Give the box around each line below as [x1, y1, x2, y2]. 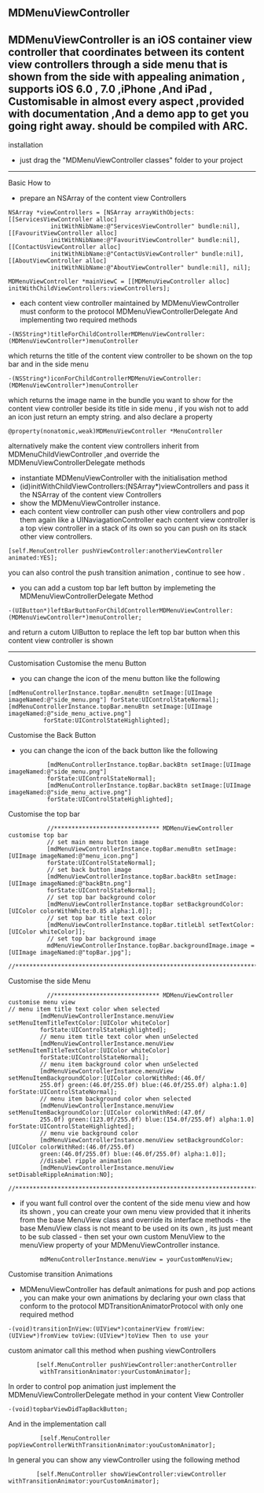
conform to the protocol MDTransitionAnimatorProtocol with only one [19, 1301, 244, 1311]
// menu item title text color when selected [8, 1005, 159, 1014]
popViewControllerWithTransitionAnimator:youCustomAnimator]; [8, 1442, 216, 1450]
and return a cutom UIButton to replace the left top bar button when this [8, 627, 240, 637]
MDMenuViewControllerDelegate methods [8, 458, 145, 467]
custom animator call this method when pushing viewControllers [8, 1346, 216, 1355]
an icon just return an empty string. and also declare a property [8, 412, 214, 422]
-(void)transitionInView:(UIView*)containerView [8, 1325, 170, 1333]
